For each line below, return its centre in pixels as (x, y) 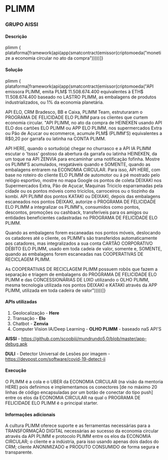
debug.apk (16, 344)
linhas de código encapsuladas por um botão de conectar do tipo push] (79, 392)
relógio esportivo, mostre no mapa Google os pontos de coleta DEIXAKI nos (83, 180)
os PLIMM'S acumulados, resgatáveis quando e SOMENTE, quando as (78, 164)
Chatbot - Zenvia (30, 324)
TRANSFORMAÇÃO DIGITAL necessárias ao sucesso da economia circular (82, 431)
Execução (16, 370)
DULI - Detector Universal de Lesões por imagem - (58, 354)
